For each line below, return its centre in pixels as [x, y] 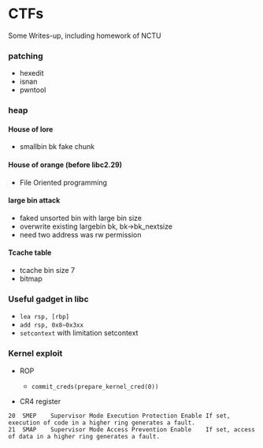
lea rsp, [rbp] [44, 317]
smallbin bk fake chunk [57, 147]
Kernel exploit [35, 353]
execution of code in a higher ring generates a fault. [102, 423]
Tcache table [30, 252]
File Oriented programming [63, 182]
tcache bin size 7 [47, 270]
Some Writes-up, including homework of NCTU [85, 35]
